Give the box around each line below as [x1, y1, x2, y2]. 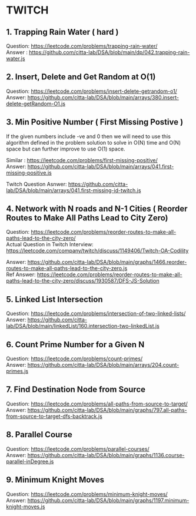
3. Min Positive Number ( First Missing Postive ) [6, 117, 184, 127]
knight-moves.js [6, 503, 45, 510]
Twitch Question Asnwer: [6, 180, 67, 187]
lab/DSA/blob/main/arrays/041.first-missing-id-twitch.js [6, 186, 141, 194]
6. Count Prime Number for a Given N [6, 339, 145, 350]
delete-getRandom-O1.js [6, 100, 66, 107]
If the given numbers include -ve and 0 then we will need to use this [6, 133, 171, 140]
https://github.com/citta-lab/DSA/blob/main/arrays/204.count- [27, 361, 180, 368]
